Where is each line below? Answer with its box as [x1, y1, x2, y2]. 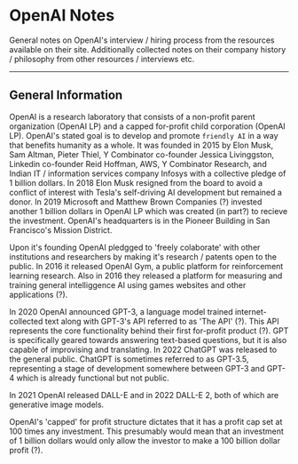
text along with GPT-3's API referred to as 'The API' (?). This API [44, 316, 279, 326]
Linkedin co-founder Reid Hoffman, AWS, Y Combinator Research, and [9, 158, 268, 169]
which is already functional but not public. [16, 372, 170, 383]
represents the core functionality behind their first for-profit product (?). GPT [9, 325, 289, 336]
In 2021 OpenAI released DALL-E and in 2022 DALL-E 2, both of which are [9, 389, 279, 400]
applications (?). [9, 289, 68, 300]
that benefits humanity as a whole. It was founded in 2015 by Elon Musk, [9, 140, 273, 150]
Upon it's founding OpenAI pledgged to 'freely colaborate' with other [9, 242, 261, 252]
